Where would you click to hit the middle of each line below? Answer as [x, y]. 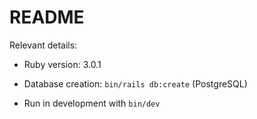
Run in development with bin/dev [92, 103]
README [47, 17]
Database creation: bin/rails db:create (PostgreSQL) [135, 83]
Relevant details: [43, 45]
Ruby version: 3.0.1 [62, 64]
